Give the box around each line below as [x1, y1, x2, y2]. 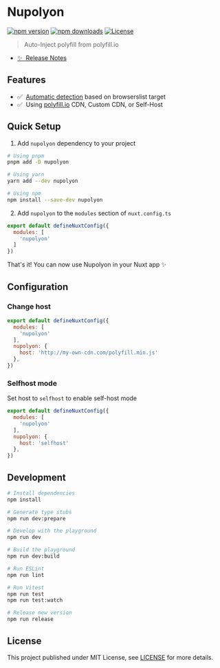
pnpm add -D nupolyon [7, 159, 69, 166]
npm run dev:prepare [7, 515, 67, 522]
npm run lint [7, 571, 45, 578]
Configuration [7, 281, 69, 293]
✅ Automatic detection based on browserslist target [16, 92, 166, 101]
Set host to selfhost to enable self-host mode [7, 394, 137, 402]
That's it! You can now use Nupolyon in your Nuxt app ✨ [7, 260, 167, 269]
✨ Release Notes [16, 53, 67, 62]
